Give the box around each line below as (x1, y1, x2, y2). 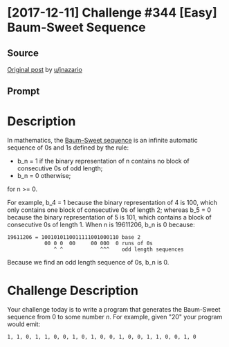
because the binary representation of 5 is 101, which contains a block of (7, 213, 212, 222)
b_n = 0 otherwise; (17, 172, 71, 180)
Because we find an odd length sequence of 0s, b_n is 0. (7, 258, 170, 267)
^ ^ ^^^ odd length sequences (53, 246, 185, 253)
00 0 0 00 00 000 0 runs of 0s (44, 240, 154, 247)
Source (7, 47, 39, 59)
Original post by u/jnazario (7, 66, 83, 73)
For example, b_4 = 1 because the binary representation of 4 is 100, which (7, 199, 218, 207)
